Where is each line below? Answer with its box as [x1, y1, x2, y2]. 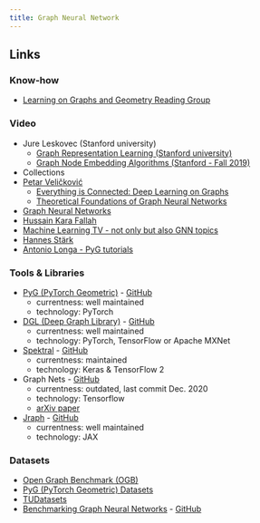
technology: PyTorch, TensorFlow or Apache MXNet [35, 334, 231, 345]
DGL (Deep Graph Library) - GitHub [22, 315, 156, 326]
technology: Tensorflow [35, 392, 125, 403]
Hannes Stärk [22, 234, 74, 245]
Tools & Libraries [9, 266, 85, 279]
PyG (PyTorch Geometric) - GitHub [22, 286, 152, 297]
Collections [22, 167, 65, 178]
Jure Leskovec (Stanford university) [22, 138, 157, 149]
